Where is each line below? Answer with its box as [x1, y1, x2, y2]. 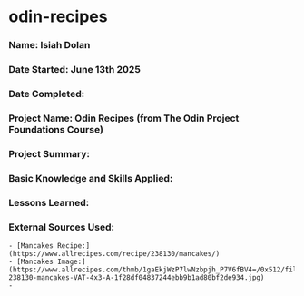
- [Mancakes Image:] [8, 257, 87, 266]
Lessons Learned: [8, 196, 90, 209]
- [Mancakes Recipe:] [8, 241, 91, 251]
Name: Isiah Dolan [8, 39, 91, 52]
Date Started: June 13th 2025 [8, 64, 142, 76]
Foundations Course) [8, 123, 103, 135]
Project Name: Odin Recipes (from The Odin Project [8, 112, 240, 124]
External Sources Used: [8, 221, 115, 233]
